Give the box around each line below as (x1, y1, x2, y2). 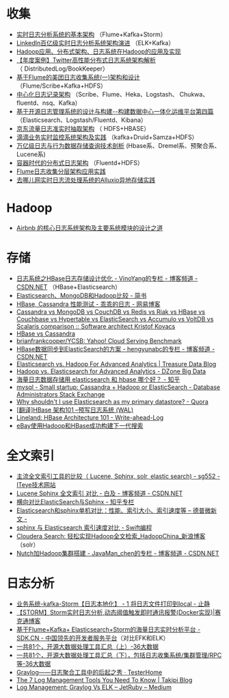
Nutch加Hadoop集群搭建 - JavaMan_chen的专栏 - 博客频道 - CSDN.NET (16, 549, 219, 557)
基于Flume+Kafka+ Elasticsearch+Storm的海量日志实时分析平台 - (16, 625, 201, 634)
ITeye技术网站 (16, 480, 56, 488)
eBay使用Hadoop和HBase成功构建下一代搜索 (16, 421, 144, 429)
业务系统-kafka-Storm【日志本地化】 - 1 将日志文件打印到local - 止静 (16, 599, 210, 608)
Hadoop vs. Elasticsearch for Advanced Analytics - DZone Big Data (16, 367, 206, 375)
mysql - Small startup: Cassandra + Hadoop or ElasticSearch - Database (16, 383, 220, 391)
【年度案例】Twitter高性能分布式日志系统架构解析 (16, 55, 157, 64)
